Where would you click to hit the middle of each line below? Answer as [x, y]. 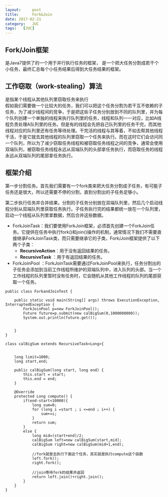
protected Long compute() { [43, 396]
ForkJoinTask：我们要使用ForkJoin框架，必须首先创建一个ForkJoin [81, 226]
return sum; [44, 423]
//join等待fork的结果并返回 [58, 473]
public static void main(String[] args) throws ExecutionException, [87, 300]
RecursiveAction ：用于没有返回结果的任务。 [66, 251]
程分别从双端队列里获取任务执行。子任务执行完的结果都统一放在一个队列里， [84, 209]
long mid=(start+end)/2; [58, 436]
